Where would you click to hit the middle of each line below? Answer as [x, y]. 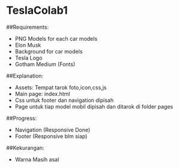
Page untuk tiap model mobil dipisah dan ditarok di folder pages [94, 106]
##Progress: [22, 118]
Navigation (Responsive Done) [53, 130]
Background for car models [49, 51]
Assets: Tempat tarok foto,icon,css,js [61, 87]
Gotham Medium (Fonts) [45, 64]
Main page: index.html [42, 94]
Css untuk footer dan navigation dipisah [64, 100]
